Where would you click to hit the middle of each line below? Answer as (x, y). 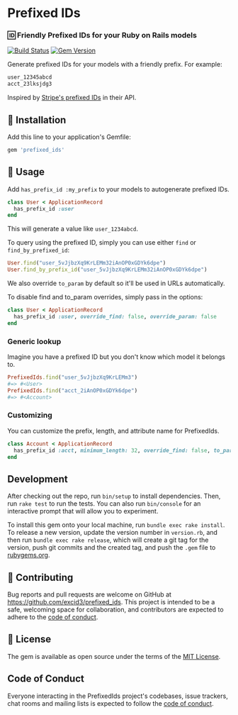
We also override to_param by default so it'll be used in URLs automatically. (116, 283)
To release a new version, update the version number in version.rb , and (113, 533)
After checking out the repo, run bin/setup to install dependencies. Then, (114, 496)
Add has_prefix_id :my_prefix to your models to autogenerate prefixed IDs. (119, 189)
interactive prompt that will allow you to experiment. (83, 511)
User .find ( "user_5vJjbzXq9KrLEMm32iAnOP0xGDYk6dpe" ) (87, 263)
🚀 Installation (37, 120)
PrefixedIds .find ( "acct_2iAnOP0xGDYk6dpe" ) (73, 390)
